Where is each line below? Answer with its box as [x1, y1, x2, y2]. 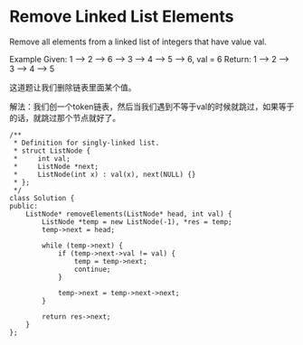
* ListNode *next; [13, 162, 99, 171]
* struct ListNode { [13, 146, 91, 155]
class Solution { [9, 193, 75, 202]
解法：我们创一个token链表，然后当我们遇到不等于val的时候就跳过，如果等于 [9, 101, 295, 112]
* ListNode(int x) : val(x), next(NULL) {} [13, 170, 196, 179]
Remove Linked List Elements [9, 6, 234, 27]
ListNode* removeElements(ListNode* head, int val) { [25, 210, 232, 219]
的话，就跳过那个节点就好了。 [9, 112, 120, 123]
